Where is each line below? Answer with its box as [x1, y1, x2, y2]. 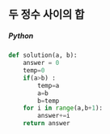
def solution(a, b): [8, 51, 78, 59]
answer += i [37, 112, 70, 120]
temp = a [37, 81, 60, 89]
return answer [23, 119, 70, 128]
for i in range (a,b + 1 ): [23, 104, 104, 112]
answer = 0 [23, 59, 60, 67]
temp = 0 [23, 67, 45, 75]
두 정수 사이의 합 [8, 7, 85, 22]
